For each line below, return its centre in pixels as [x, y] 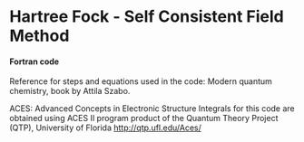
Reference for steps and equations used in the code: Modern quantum [141, 81]
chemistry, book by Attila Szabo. [70, 91]
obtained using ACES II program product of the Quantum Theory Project [144, 118]
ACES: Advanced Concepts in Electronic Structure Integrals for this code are [152, 109]
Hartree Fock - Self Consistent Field [147, 17]
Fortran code [34, 62]
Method [39, 36]
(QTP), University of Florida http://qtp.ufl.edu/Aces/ [106, 128]
